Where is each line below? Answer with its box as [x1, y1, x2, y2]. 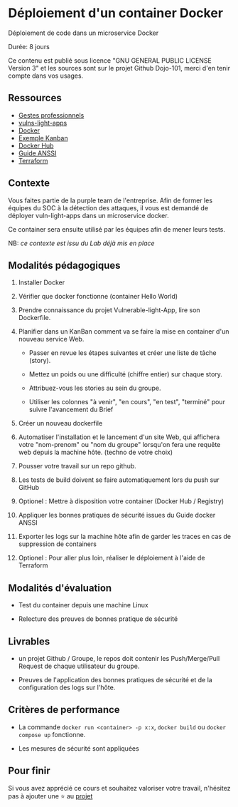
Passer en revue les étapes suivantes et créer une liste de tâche [28, 349, 217, 357]
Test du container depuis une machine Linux [18, 601, 148, 610]
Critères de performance [8, 704, 120, 716]
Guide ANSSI [18, 148, 57, 158]
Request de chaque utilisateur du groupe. [18, 662, 140, 670]
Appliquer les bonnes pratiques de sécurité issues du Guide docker [18, 511, 216, 520]
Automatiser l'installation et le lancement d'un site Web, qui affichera [18, 433, 220, 441]
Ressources [8, 92, 63, 104]
